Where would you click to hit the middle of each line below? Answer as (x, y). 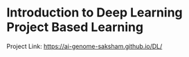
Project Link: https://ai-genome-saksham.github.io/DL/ (84, 46)
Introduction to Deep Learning (94, 13)
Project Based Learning (75, 27)
